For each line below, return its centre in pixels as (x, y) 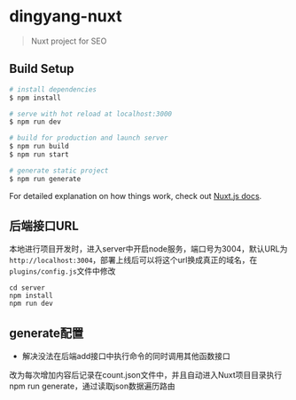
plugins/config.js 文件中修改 (62, 271)
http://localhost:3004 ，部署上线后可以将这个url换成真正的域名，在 (133, 260)
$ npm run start (39, 155)
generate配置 (47, 333)
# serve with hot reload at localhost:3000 (91, 114)
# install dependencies (53, 89)
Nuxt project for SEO (69, 41)
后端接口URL (44, 226)
